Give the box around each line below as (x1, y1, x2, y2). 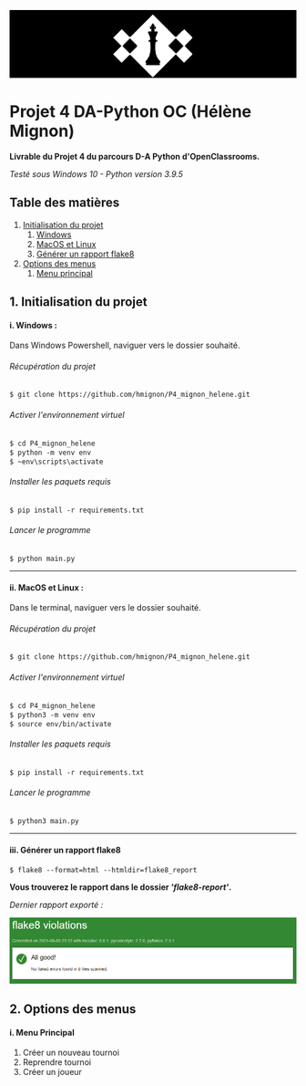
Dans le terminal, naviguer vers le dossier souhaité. (9, 602, 202, 613)
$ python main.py (9, 554, 76, 563)
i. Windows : (9, 319, 57, 330)
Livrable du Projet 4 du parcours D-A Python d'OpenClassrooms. (9, 151, 260, 162)
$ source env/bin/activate (9, 719, 112, 728)
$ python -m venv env (9, 448, 92, 457)
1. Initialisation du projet (9, 294, 148, 309)
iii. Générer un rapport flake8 (9, 844, 121, 855)
